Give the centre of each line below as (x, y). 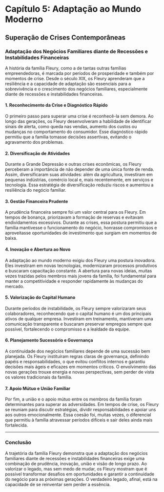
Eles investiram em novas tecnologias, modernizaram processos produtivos (81, 266)
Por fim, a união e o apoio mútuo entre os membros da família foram (73, 399)
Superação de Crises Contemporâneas (65, 37)
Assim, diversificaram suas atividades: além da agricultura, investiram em (79, 175)
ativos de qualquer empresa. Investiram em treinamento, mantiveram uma (79, 318)
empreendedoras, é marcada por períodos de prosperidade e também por (80, 73)
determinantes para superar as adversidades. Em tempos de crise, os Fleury (82, 404)
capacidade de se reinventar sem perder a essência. (58, 484)
